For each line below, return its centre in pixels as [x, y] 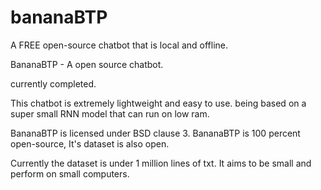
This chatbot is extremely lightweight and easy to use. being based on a [158, 103]
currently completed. [53, 83]
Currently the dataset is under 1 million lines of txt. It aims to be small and [161, 163]
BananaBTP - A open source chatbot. [87, 64]
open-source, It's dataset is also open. [90, 143]
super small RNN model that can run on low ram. [110, 113]
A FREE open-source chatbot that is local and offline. [119, 45]
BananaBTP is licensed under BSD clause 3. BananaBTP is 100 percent [155, 133]
